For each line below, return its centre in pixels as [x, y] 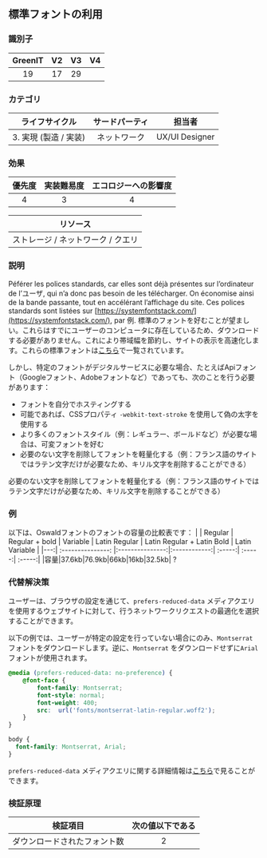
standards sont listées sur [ [53, 311]
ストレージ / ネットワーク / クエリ [75, 240]
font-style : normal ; [71, 695]
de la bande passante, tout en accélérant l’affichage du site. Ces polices [127, 302]
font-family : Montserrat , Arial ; [71, 747]
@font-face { [44, 681]
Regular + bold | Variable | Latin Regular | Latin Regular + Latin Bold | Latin [130, 541]
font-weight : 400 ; [67, 703]
